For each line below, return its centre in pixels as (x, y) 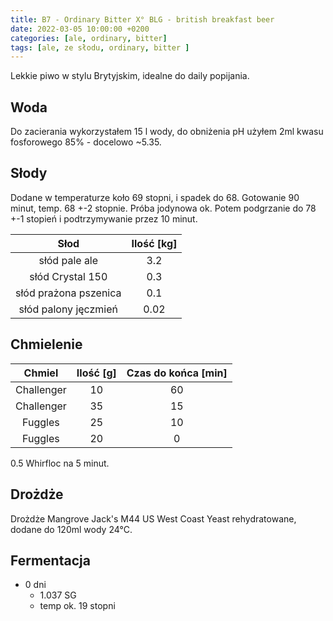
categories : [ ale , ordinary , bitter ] (89, 38)
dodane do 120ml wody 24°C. (71, 529)
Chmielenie (46, 344)
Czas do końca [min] (177, 373)
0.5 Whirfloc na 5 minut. (60, 463)
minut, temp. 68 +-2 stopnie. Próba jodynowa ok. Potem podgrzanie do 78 (163, 208)
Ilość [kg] (154, 243)
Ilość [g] (96, 373)
